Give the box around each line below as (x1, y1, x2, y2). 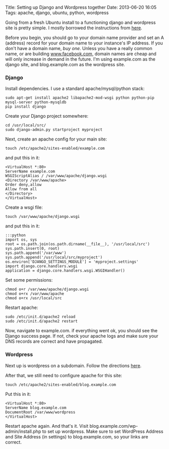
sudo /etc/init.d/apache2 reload (5, 315, 76, 320)
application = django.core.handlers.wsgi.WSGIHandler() (5, 268, 125, 274)
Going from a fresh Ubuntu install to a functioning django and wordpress (5, 20, 156, 25)
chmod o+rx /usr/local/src (5, 296, 62, 301)
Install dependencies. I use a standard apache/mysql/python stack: (5, 85, 145, 92)
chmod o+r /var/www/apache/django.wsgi (5, 287, 89, 292)
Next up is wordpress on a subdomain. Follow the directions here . (5, 363, 142, 369)
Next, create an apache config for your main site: (5, 136, 107, 142)
